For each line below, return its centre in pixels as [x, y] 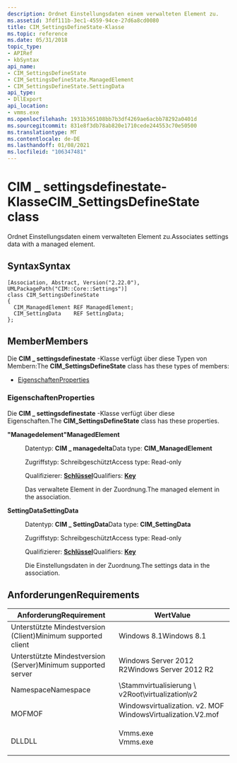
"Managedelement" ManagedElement [63, 434]
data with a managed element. [51, 244]
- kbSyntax [23, 60]
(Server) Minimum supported [58, 665]
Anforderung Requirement [61, 615]
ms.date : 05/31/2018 [38, 40]
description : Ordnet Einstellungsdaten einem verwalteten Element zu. [113, 14]
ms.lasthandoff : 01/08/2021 [49, 146]
